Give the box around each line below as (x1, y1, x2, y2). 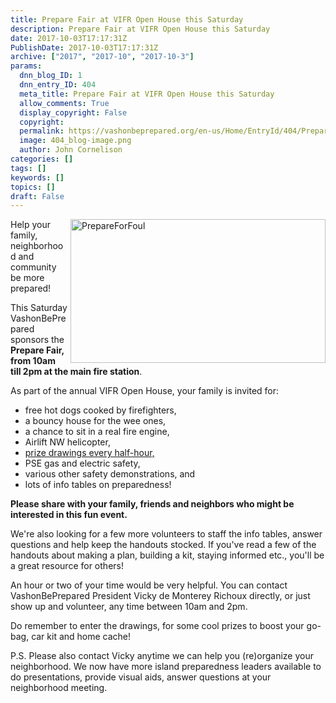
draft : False (10, 191, 65, 201)
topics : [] (10, 182, 56, 192)
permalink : (19, 126, 65, 136)
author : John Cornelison (19, 145, 123, 155)
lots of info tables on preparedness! (24, 479, 172, 491)
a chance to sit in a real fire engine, (24, 426, 170, 438)
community (10, 261, 57, 273)
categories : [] (10, 154, 74, 164)
